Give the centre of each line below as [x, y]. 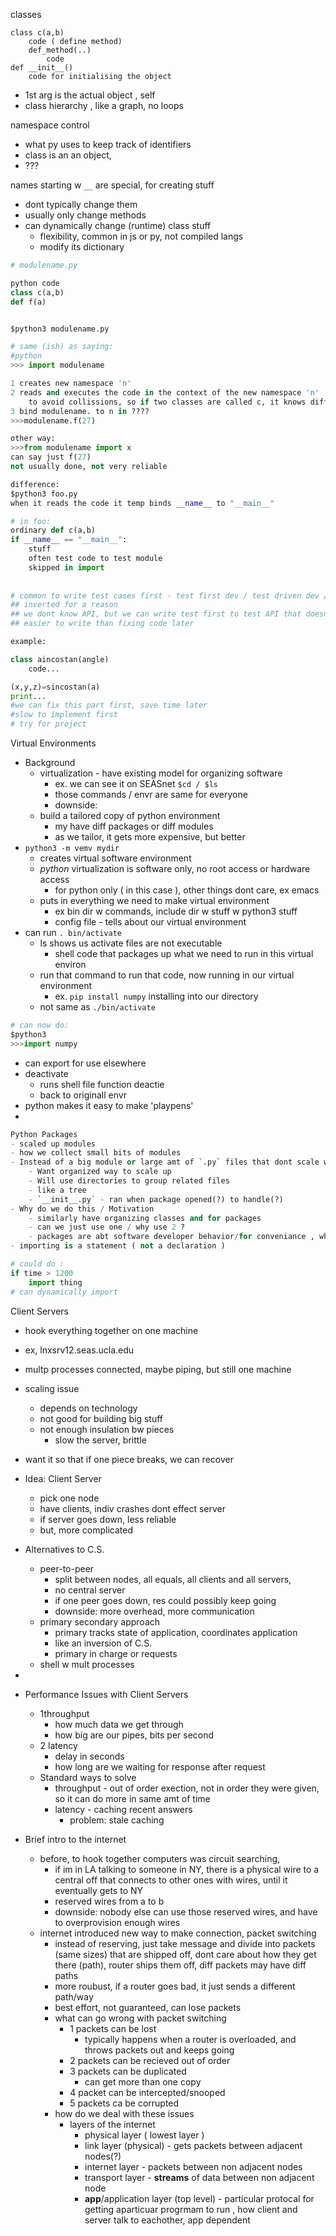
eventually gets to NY [99, 1890]
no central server [90, 1590]
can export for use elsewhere [85, 1063]
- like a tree [57, 1190]
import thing [55, 1282]
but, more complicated [86, 1530]
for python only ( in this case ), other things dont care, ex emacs [187, 890]
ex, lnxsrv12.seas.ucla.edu [79, 1350]
